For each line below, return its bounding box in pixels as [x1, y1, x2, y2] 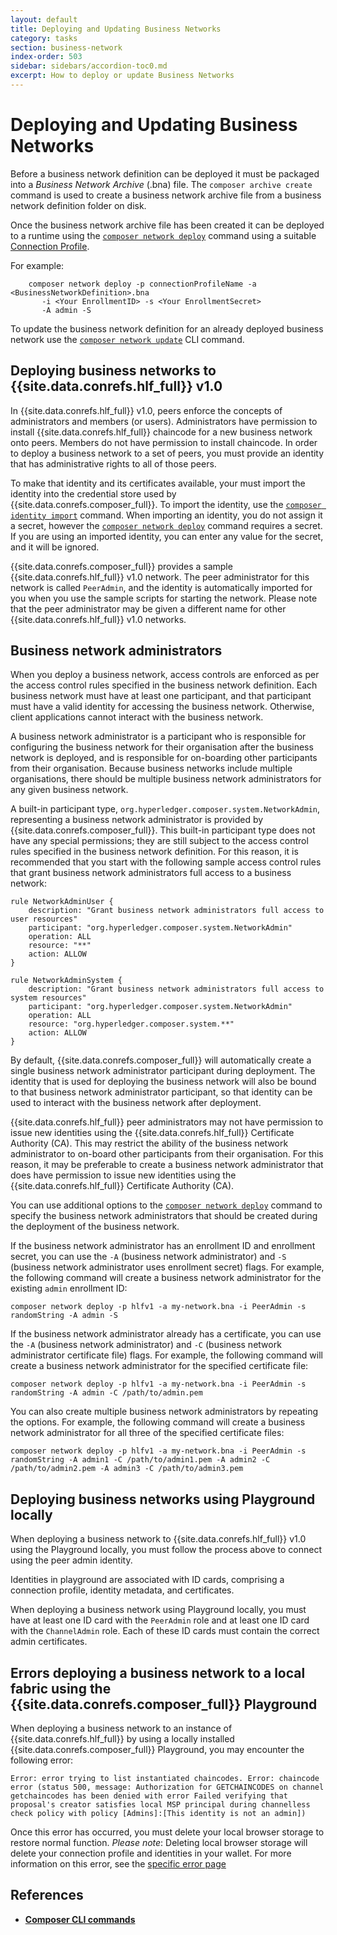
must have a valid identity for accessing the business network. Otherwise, [10, 701, 315, 713]
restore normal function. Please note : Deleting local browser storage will [10, 1837, 308, 1849]
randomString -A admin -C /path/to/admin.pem [10, 1388, 203, 1398]
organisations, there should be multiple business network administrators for [10, 773, 322, 785]
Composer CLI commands [24, 1913, 136, 1925]
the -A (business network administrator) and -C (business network [10, 1339, 282, 1351]
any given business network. [10, 784, 129, 796]
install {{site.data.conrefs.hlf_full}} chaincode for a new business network [10, 426, 313, 438]
